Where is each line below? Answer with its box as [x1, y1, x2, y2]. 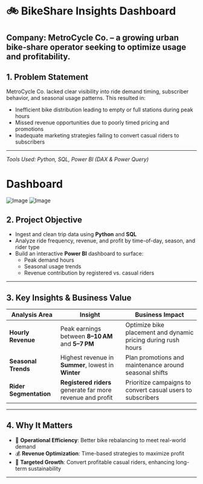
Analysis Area [11, 310, 53, 319]
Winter [60, 368, 80, 377]
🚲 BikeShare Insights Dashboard [6, 4, 176, 18]
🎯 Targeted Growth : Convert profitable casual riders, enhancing [14, 458, 175, 466]
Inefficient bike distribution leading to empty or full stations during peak [14, 106, 193, 113]
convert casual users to [125, 385, 192, 394]
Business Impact [135, 310, 184, 319]
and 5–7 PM [60, 339, 95, 348]
